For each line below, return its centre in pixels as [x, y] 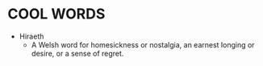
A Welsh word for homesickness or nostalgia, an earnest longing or [143, 44]
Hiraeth [31, 36]
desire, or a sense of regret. [77, 53]
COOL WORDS [56, 14]
